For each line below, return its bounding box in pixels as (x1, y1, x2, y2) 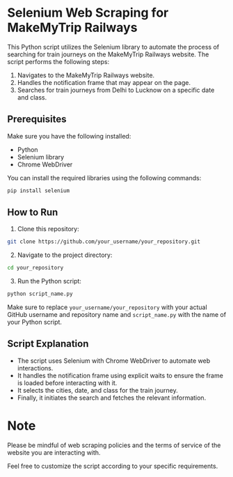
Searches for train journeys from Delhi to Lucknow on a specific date (17, 86, 215, 94)
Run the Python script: (17, 277, 82, 286)
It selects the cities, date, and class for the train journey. (17, 386, 179, 394)
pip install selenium (7, 187, 70, 194)
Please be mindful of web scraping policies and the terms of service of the (7, 441, 221, 449)
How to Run (7, 207, 58, 219)
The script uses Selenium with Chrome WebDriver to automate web (17, 357, 211, 365)
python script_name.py (7, 290, 73, 297)
